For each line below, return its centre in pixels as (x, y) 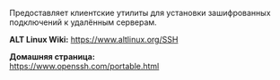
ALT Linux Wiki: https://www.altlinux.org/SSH (94, 40)
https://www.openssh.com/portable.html (84, 66)
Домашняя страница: (52, 56)
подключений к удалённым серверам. (83, 22)
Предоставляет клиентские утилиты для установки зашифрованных (140, 13)
